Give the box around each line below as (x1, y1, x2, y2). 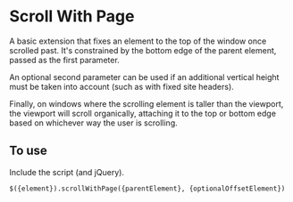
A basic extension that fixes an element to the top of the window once (9, 36, 267, 46)
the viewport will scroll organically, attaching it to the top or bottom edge (9, 108, 277, 118)
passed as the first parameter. (9, 54, 121, 65)
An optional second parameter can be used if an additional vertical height (9, 71, 280, 82)
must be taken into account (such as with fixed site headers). (9, 81, 234, 92)
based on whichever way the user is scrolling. (9, 117, 179, 128)
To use (9, 143, 47, 158)
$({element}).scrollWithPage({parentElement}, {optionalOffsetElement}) (9, 184, 286, 193)
